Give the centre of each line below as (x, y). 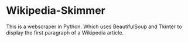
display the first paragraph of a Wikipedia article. (65, 32)
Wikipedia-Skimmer (56, 11)
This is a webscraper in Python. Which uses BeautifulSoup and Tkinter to (94, 26)
